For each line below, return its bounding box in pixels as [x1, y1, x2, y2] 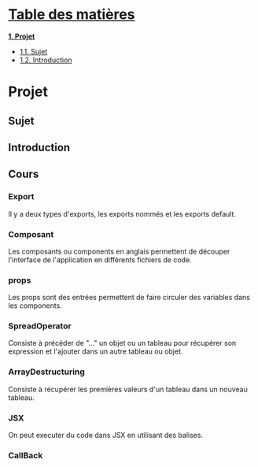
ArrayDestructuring [8, 366, 85, 377]
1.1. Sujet [19, 46, 48, 56]
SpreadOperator [8, 321, 72, 332]
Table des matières [8, 6, 135, 24]
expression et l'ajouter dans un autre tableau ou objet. [8, 347, 183, 356]
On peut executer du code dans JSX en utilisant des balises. [8, 431, 203, 440]
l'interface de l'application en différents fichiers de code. [8, 254, 192, 265]
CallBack [8, 450, 43, 461]
